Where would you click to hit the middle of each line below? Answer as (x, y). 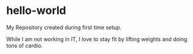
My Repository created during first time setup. (64, 27)
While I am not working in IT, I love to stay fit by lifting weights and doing (97, 39)
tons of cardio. (25, 46)
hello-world (36, 11)
